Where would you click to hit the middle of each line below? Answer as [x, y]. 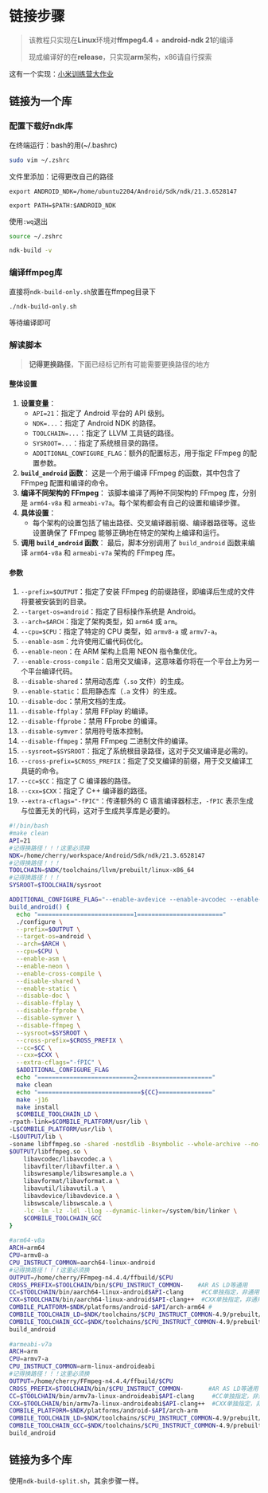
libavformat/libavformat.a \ [72, 1181]
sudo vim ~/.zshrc [39, 160]
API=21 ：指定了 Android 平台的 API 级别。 [101, 413]
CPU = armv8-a [29, 1255]
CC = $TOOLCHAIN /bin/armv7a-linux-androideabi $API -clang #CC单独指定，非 [134, 1396]
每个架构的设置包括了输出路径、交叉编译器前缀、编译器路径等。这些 [144, 522]
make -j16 [32, 1100]
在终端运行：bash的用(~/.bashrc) [63, 145]
